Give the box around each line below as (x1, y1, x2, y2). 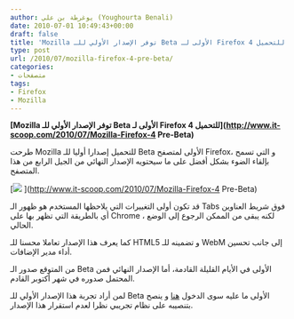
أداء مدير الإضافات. (10, 246, 73, 258)
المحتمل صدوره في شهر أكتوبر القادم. (10, 273, 136, 284)
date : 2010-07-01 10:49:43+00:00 (10, 21, 134, 30)
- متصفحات (10, 71, 47, 80)
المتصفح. (10, 165, 40, 176)
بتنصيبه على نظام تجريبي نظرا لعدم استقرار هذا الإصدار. (10, 299, 194, 311)
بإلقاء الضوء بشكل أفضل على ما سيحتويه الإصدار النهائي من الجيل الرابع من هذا (10, 156, 270, 167)
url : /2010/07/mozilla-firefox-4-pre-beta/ (10, 54, 174, 63)
